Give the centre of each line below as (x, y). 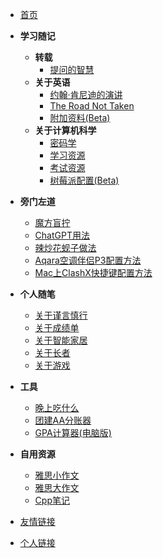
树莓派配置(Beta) (84, 180)
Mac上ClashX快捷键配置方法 (93, 272)
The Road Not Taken (92, 106)
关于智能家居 (61, 340)
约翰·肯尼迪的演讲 (86, 94)
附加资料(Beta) (80, 117)
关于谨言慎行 (61, 315)
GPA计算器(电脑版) (73, 432)
